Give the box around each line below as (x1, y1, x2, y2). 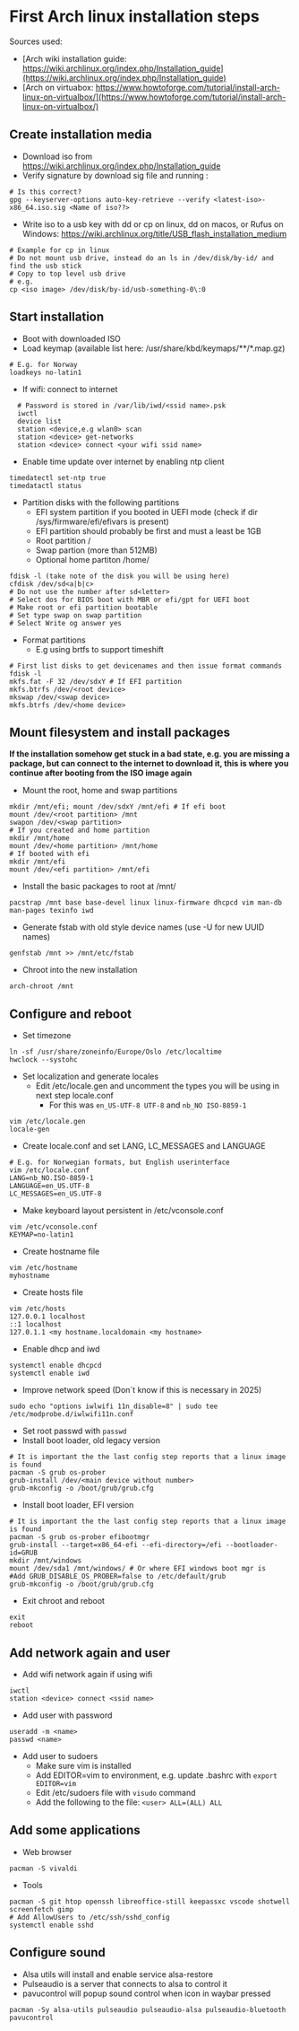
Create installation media (9, 127, 152, 143)
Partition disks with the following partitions (21, 496, 180, 508)
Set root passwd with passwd (21, 1425, 127, 1437)
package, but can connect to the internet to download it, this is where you (9, 758, 289, 769)
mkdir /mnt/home (9, 834, 70, 843)
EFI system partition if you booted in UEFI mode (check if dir (35, 506, 258, 517)
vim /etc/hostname (9, 1264, 78, 1273)
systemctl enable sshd (9, 1921, 94, 1930)
